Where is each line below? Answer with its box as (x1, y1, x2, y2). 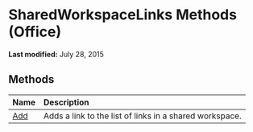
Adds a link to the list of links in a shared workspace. (43, 110, 242, 122)
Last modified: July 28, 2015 (8, 49, 105, 59)
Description (43, 97, 90, 108)
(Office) (8, 23, 62, 41)
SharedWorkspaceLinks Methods (8, 6, 238, 24)
